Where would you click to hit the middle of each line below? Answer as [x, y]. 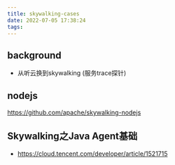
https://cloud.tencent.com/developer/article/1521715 [92, 153]
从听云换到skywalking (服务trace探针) [72, 73]
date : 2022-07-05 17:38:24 [47, 20]
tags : [15, 27]
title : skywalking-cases [43, 14]
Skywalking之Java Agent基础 [72, 137]
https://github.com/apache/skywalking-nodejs [74, 112]
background [34, 55]
